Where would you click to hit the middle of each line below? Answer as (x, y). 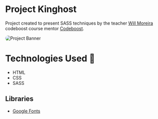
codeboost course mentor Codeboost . (45, 28)
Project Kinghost (41, 9)
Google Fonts (26, 111)
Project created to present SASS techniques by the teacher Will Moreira (79, 23)
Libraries (19, 99)
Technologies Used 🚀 (50, 58)
